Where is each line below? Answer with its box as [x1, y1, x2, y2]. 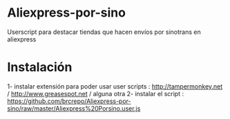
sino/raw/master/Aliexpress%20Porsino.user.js [7, 104, 141, 112]
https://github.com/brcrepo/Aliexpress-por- [7, 97, 131, 105]
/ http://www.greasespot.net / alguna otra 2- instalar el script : [7, 89, 184, 98]
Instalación [7, 59, 73, 75]
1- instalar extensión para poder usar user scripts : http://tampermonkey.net [7, 82, 223, 91]
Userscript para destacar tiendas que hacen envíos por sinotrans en [7, 28, 202, 36]
